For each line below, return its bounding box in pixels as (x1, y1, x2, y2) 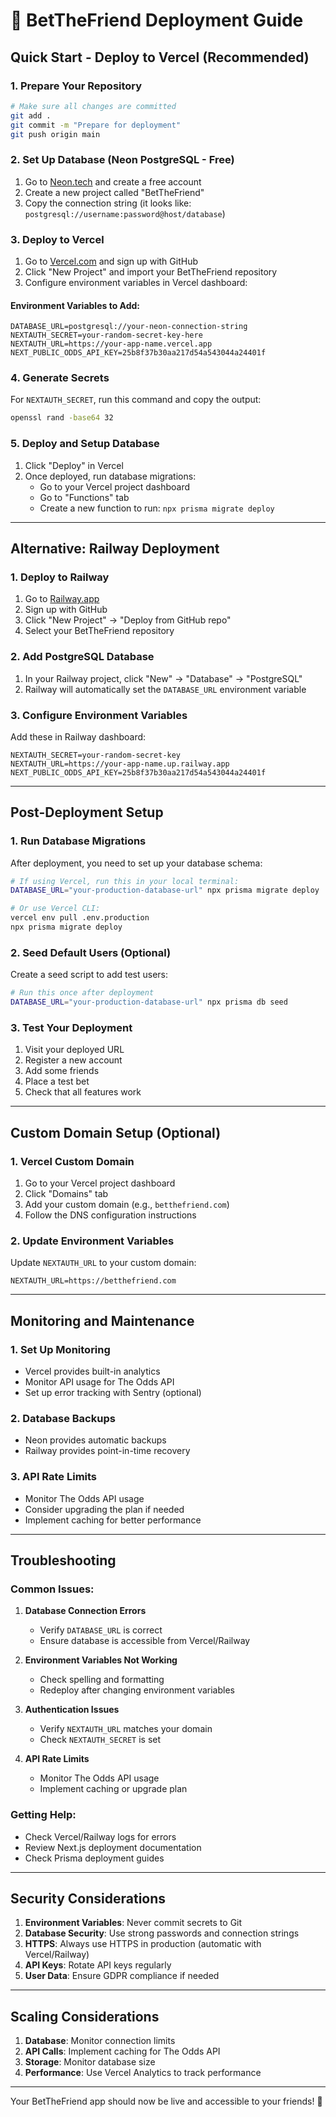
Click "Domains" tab (24, 1188, 109, 1200)
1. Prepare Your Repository (10, 79, 143, 93)
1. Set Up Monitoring (10, 1342, 111, 1356)
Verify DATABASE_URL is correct (39, 1624, 163, 1636)
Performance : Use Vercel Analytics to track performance (24, 2067, 262, 2079)
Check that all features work (24, 1086, 142, 1098)
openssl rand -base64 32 (10, 413, 114, 423)
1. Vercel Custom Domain (10, 1154, 135, 1168)
